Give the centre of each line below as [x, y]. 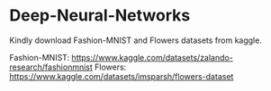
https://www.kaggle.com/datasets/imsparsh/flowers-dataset [122, 76]
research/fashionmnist [51, 67]
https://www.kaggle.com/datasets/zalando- [153, 57]
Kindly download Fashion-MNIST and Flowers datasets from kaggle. [136, 40]
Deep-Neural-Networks [100, 16]
